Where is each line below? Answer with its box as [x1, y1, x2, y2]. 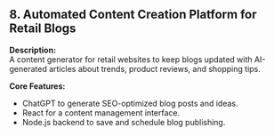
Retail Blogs [9, 21, 77, 36]
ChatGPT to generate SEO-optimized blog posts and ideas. [21, 98, 238, 108]
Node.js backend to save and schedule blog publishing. [21, 116, 226, 127]
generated [9, 63, 47, 74]
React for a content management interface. [21, 107, 181, 118]
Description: [9, 44, 56, 55]
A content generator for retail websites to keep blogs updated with [9, 53, 253, 65]
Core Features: [9, 80, 66, 92]
